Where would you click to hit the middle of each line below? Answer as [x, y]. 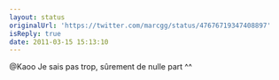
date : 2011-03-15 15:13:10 [59, 42]
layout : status [37, 17]
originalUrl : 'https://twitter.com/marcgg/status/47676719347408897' [140, 25]
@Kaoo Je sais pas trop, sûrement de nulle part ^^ [101, 67]
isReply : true [35, 33]
